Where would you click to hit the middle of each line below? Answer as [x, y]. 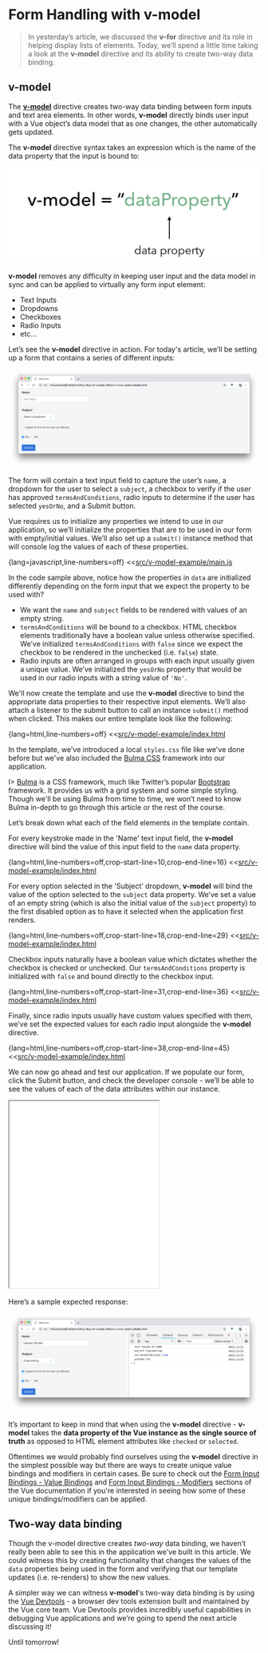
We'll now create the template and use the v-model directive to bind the [126, 693]
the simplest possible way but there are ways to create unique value [120, 1465]
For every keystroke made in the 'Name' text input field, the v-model [121, 838]
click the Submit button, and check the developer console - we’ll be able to [131, 1080]
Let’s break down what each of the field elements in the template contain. [129, 822]
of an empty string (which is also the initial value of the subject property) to [132, 903]
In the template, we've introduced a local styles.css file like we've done [126, 749]
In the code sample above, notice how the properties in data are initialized [130, 577]
